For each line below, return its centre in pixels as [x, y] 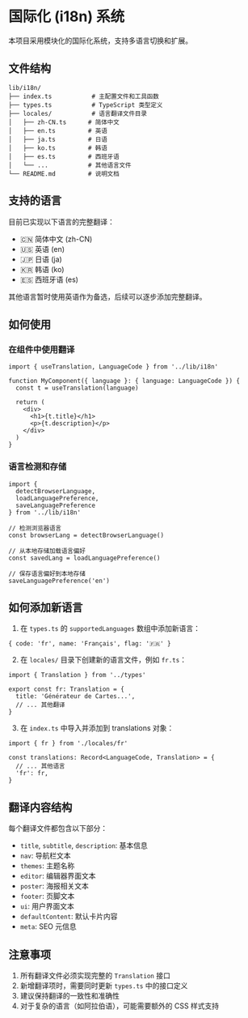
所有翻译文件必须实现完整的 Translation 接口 [95, 975]
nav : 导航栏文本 [45, 856]
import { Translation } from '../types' [78, 675]
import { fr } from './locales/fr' [68, 743]
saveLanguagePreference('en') [59, 581]
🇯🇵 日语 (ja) [41, 259]
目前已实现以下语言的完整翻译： [61, 221]
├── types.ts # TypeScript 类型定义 [86, 105]
